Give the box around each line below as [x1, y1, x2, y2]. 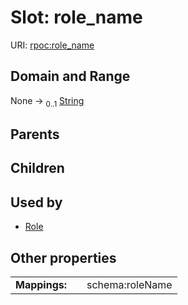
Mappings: [15, 277, 68, 291]
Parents [10, 126, 60, 143]
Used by [10, 194, 63, 211]
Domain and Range [10, 68, 131, 85]
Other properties [10, 249, 117, 266]
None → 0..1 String [10, 94, 85, 109]
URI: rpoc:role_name [10, 39, 95, 51]
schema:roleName [86, 277, 173, 291]
